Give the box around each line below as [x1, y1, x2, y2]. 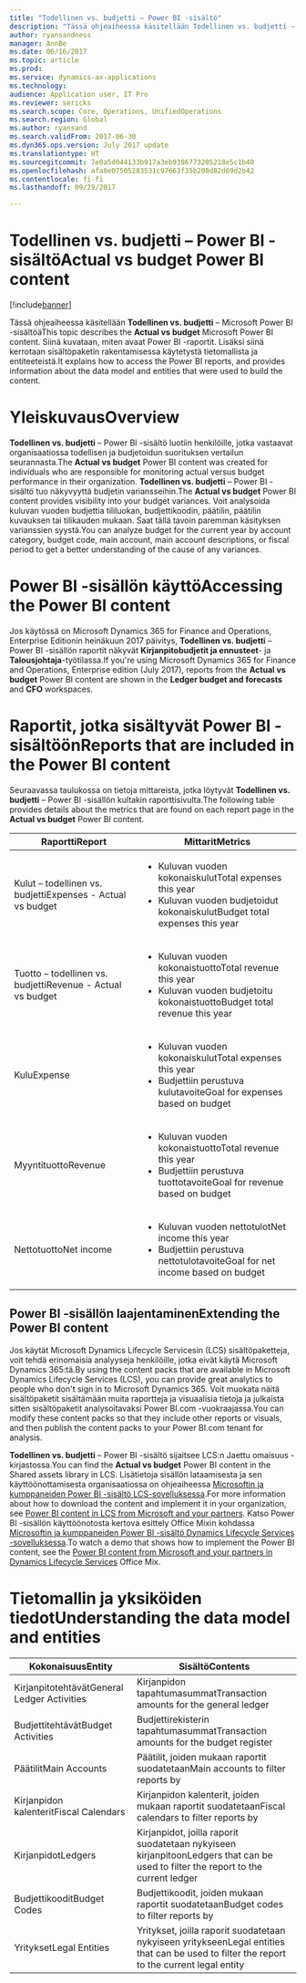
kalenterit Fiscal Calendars [14, 1805, 126, 1818]
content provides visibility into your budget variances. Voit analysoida [9, 496, 270, 506]
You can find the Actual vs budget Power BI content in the [51, 1459, 271, 1470]
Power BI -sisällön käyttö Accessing [9, 576, 284, 597]
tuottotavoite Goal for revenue [158, 1175, 284, 1188]
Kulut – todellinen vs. [14, 877, 103, 890]
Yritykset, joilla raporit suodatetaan [136, 1924, 286, 1936]
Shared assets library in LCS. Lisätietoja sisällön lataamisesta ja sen [9, 1468, 262, 1479]
